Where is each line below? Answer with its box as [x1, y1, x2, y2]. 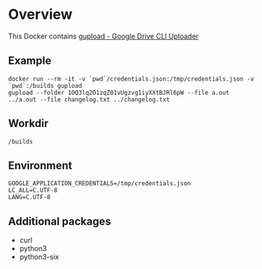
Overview [8, 5, 73, 24]
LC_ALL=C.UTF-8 [8, 187, 58, 194]
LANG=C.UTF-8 [8, 194, 51, 202]
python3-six [19, 253, 60, 262]
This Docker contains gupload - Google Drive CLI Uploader [8, 31, 199, 41]
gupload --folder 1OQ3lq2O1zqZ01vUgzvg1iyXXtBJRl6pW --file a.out [8, 89, 230, 96]
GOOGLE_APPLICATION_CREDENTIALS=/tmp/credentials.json [8, 180, 191, 187]
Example [8, 54, 52, 67]
